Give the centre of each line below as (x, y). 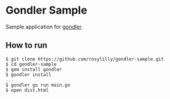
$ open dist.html (27, 90)
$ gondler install (28, 75)
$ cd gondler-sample (31, 64)
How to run (27, 45)
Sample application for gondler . (44, 27)
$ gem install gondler (34, 69)
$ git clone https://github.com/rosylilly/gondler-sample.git (85, 59)
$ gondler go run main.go (38, 85)
